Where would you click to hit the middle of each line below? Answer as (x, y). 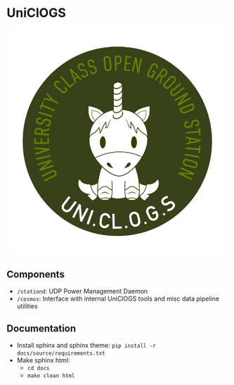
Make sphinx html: (43, 360)
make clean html (51, 376)
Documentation (41, 328)
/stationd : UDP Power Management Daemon (82, 291)
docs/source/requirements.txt (61, 353)
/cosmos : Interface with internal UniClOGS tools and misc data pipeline (118, 299)
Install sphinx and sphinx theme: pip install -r (86, 346)
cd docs (38, 368)
